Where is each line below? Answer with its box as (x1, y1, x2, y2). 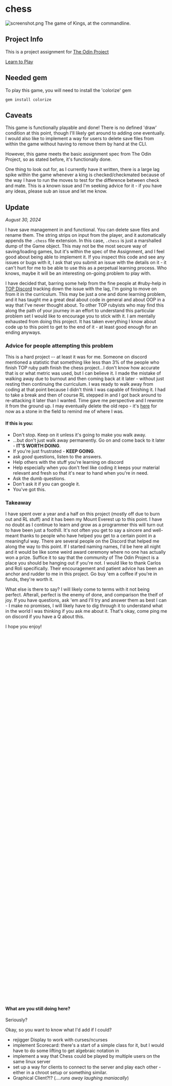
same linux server (12, 1059, 51, 1065)
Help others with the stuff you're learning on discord (12, 459, 124, 465)
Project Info (5, 35, 44, 44)
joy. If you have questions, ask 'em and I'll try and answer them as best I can (5, 597, 167, 603)
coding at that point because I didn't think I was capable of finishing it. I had (5, 386, 166, 393)
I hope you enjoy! (5, 623, 42, 629)
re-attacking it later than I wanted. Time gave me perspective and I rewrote (5, 398, 164, 404)
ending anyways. (5, 329, 42, 335)
